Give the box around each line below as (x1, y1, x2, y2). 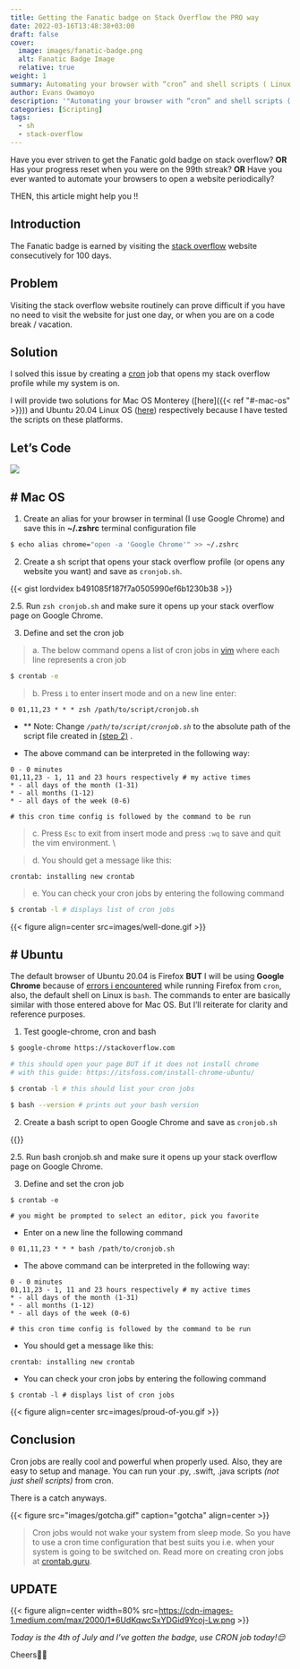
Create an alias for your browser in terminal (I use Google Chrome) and (22, 512, 286, 524)
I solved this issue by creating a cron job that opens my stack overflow (10, 368, 271, 379)
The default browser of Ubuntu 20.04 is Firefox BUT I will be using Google (10, 971, 285, 982)
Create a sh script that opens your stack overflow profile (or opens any (22, 556, 286, 567)
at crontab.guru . (31, 1555, 92, 1566)
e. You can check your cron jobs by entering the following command (31, 888, 285, 899)
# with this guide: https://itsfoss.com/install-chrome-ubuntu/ (10, 1068, 255, 1078)
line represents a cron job (31, 654, 127, 665)
